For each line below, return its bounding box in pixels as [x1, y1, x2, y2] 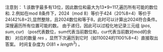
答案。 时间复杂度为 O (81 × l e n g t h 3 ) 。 [5, 41, 82, 47]
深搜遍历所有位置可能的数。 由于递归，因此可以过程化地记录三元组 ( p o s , [5, 23, 151, 28]
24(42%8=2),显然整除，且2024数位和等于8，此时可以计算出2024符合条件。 [5, 17, 160, 22]
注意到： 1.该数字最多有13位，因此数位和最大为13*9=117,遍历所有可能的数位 [5, 4, 158, 10]
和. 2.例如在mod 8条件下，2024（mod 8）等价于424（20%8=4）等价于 [5, 10, 151, 16]
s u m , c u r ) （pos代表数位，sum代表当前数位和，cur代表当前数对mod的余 [5, 29, 152, 34]
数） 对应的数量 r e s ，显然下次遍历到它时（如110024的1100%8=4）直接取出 [5, 35, 159, 41]
